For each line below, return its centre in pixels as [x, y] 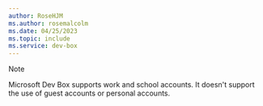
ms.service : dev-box [43, 46]
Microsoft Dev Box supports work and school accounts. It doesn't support [131, 85]
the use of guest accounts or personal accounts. [89, 93]
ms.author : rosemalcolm [49, 23]
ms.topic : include [39, 38]
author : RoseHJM [36, 16]
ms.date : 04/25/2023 [43, 31]
